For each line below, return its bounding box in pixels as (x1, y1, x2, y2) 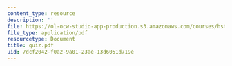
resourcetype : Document (7, 36, 76, 43)
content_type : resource (7, 10, 76, 17)
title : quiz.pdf (7, 42, 54, 49)
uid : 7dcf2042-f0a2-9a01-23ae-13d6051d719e (7, 49, 135, 56)
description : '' (7, 16, 54, 23)
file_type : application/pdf (7, 29, 88, 36)
